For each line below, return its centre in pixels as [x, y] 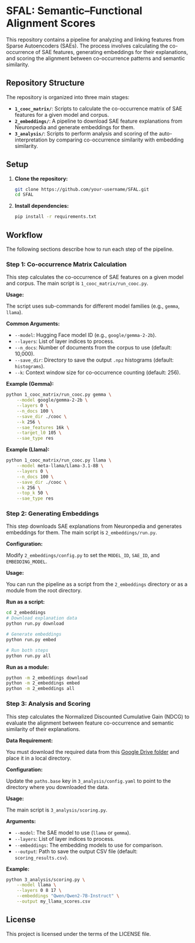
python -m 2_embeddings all [41, 689]
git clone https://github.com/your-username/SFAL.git [82, 189]
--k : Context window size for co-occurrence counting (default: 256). [97, 373]
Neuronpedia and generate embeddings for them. [75, 127]
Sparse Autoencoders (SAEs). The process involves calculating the [87, 46]
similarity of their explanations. [43, 729]
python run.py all [28, 656]
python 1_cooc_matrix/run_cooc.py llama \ [59, 460]
